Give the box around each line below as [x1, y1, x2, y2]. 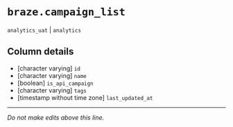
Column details [7, 46, 74, 57]
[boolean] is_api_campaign [17, 79, 94, 87]
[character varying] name [17, 71, 87, 79]
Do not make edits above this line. [7, 113, 105, 121]
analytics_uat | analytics [7, 26, 82, 34]
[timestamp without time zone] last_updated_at [17, 93, 153, 101]
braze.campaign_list [7, 6, 126, 19]
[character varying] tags [17, 86, 87, 95]
